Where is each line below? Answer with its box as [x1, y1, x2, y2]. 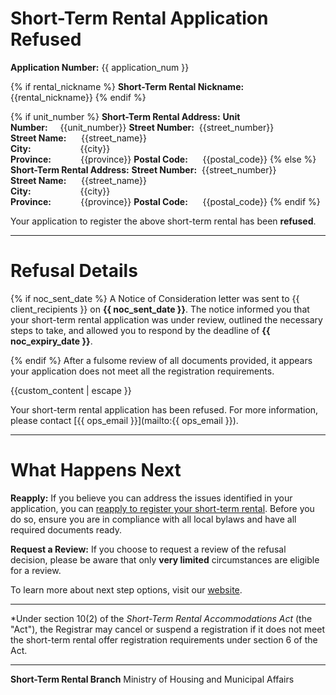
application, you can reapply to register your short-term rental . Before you [10, 502, 315, 514]
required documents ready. [10, 523, 122, 536]
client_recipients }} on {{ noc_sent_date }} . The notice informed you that [10, 303, 310, 315]
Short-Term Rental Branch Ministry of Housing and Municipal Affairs [10, 673, 295, 685]
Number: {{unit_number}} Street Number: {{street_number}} [10, 121, 275, 133]
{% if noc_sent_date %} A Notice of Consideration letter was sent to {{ [10, 292, 300, 304]
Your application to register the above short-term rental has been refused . [10, 215, 317, 227]
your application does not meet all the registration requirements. [10, 365, 275, 377]
